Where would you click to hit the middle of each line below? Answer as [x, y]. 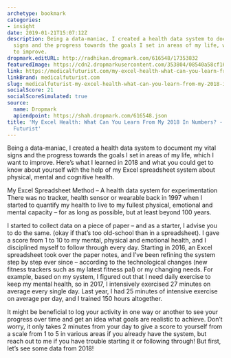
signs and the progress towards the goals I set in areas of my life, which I [111, 155]
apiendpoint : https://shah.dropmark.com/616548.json [90, 115]
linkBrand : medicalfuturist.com [53, 77]
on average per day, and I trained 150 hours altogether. [85, 299]
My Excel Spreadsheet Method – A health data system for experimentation [112, 190]
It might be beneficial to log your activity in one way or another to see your [113, 312]
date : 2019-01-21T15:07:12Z [47, 33]
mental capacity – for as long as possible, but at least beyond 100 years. [109, 212]
